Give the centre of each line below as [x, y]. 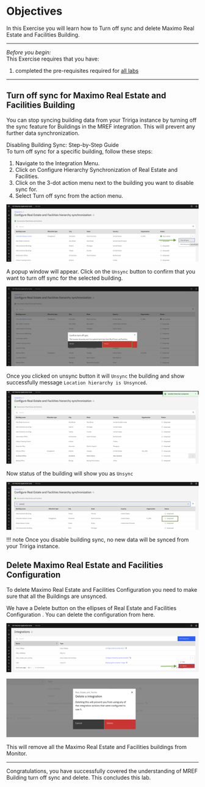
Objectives [34, 11]
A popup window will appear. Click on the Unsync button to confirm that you [101, 272]
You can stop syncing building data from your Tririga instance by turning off [102, 120]
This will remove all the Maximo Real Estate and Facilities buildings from [97, 747]
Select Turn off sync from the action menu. [69, 196]
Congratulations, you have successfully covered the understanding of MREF [102, 771]
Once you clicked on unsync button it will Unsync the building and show [95, 376]
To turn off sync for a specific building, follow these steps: [80, 151]
